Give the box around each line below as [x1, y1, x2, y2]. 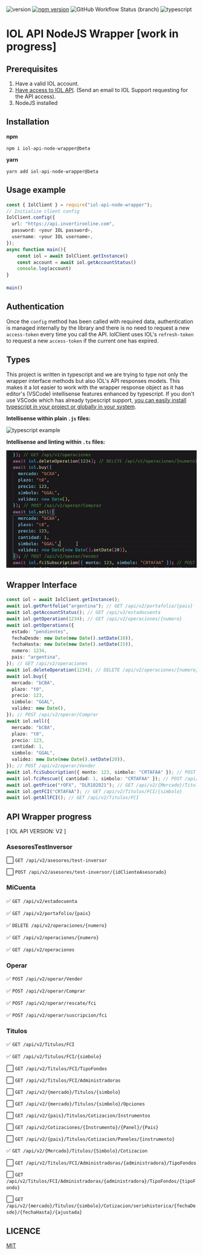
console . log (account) [17, 265, 71, 272]
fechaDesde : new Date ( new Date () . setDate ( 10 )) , [11, 635, 134, 641]
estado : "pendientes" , [11, 628, 69, 634]
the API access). [14, 93, 56, 100]
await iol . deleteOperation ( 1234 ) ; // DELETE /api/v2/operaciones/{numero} [6, 667, 199, 673]
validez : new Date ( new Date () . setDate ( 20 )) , [11, 756, 126, 763]
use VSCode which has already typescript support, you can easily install [6, 396, 187, 404]
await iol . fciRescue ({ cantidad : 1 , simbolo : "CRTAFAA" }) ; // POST [6, 776, 182, 782]
